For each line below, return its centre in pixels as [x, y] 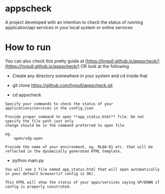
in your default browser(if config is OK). [50, 174]
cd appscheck [27, 95]
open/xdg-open [28, 138]
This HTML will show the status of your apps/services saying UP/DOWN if [82, 182]
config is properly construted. [38, 187]
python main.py [28, 160]
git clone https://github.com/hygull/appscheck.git [62, 85]
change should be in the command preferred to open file [65, 125]
